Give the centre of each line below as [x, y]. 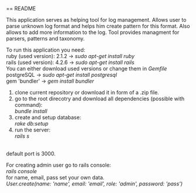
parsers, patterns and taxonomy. [45, 38]
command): [28, 105]
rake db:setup [31, 123]
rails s [22, 136]
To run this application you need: [46, 50]
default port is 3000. [31, 154]
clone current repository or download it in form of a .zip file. [87, 92]
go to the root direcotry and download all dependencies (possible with [99, 99]
